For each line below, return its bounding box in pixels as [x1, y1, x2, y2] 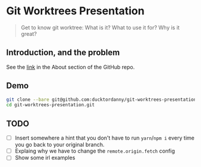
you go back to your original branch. [14, 141, 105, 149]
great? [20, 30, 37, 37]
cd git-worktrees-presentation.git [6, 102, 95, 108]
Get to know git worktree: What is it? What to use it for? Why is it [20, 24, 180, 31]
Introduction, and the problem [6, 48, 120, 58]
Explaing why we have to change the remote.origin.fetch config [14, 147, 175, 154]
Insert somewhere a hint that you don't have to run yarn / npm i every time [14, 134, 194, 141]
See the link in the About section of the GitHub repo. [6, 63, 135, 70]
